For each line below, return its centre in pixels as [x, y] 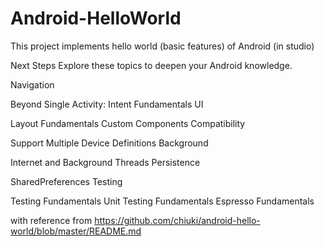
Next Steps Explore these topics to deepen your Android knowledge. [151, 65]
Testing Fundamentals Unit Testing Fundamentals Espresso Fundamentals [162, 201]
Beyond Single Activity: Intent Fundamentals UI [107, 104]
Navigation [32, 84]
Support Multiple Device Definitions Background [109, 143]
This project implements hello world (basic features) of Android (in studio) [162, 46]
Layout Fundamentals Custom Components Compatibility [128, 123]
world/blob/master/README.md [76, 231]
